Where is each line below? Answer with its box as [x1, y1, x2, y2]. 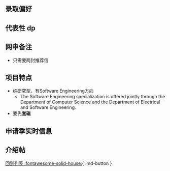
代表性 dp [5, 23, 36, 32]
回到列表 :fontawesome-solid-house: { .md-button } [5, 160, 112, 166]
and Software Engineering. [20, 104, 76, 110]
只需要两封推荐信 [12, 57, 49, 63]
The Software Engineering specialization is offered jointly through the [20, 94, 165, 100]
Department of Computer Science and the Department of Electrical [20, 99, 160, 105]
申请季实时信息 [5, 127, 52, 135]
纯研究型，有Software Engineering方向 [12, 88, 94, 94]
